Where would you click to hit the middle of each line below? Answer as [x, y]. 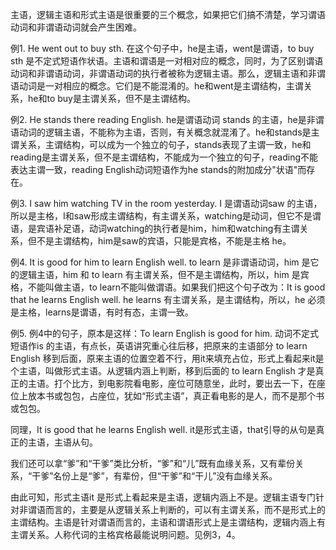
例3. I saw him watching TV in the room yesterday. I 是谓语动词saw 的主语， [166, 203]
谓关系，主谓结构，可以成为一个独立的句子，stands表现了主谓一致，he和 [161, 144]
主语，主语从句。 [62, 442]
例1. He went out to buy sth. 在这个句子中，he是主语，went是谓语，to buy [162, 48]
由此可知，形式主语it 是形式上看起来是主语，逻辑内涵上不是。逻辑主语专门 [163, 497]
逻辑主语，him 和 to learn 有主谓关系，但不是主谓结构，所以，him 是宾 [164, 274]
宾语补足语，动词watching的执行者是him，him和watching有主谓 [168, 228]
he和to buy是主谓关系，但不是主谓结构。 [111, 98]
